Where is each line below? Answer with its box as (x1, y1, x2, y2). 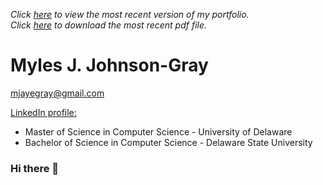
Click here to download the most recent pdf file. (10, 19, 208, 31)
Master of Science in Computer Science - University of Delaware (24, 125, 293, 138)
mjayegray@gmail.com (10, 87, 105, 99)
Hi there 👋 (10, 161, 60, 175)
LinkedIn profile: (10, 106, 77, 118)
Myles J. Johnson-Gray (10, 54, 209, 77)
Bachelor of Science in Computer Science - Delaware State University (24, 136, 313, 148)
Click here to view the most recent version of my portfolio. (10, 9, 250, 20)
